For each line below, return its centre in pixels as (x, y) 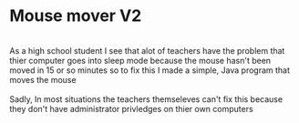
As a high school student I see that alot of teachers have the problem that (147, 50)
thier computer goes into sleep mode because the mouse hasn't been (140, 60)
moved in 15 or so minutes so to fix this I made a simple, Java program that (149, 70)
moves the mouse (43, 79)
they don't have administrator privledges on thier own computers (131, 108)
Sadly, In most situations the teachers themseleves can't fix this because (146, 99)
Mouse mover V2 (76, 16)
